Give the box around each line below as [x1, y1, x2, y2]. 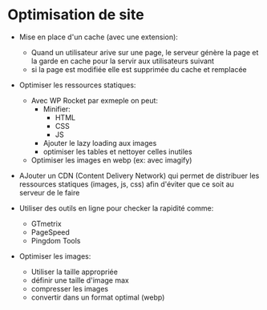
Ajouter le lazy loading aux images [42, 138, 157, 147]
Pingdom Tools [30, 236, 81, 245]
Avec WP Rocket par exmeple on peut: [30, 95, 158, 105]
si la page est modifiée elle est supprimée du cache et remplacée [30, 64, 247, 74]
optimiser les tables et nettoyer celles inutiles [42, 147, 193, 156]
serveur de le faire [18, 187, 80, 197]
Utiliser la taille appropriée [30, 267, 118, 276]
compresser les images [30, 284, 109, 293]
